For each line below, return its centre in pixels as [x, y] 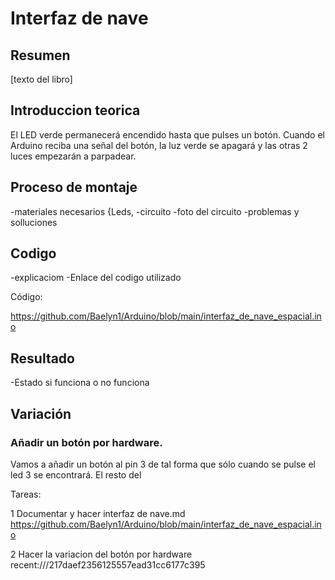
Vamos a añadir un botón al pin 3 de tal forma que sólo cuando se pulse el [163, 464]
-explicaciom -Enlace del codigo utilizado [96, 278]
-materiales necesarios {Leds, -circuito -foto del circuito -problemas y [155, 211]
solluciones [34, 222]
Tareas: [26, 494]
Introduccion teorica [75, 110]
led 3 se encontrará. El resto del [76, 474]
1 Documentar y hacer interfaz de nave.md [98, 513]
